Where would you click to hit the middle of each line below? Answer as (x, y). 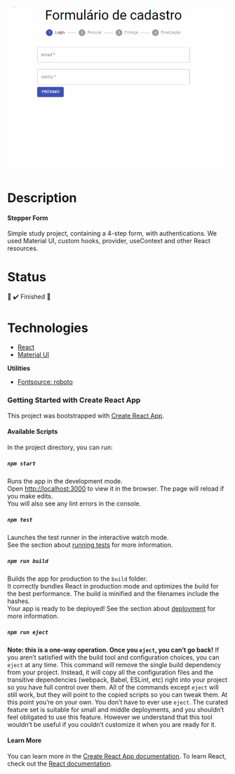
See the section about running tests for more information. (90, 545)
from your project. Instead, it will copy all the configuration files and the (110, 672)
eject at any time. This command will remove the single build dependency (114, 664)
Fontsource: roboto (45, 382)
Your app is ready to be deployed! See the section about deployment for (112, 608)
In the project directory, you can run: (60, 447)
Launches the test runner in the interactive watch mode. (88, 537)
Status (27, 277)
